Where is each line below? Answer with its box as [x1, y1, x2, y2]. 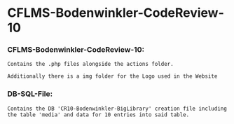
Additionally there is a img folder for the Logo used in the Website [7, 73, 218, 80]
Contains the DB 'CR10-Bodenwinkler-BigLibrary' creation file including [7, 105, 228, 112]
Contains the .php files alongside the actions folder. [7, 61, 174, 68]
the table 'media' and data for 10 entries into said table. [7, 111, 190, 118]
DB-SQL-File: [7, 89, 53, 99]
